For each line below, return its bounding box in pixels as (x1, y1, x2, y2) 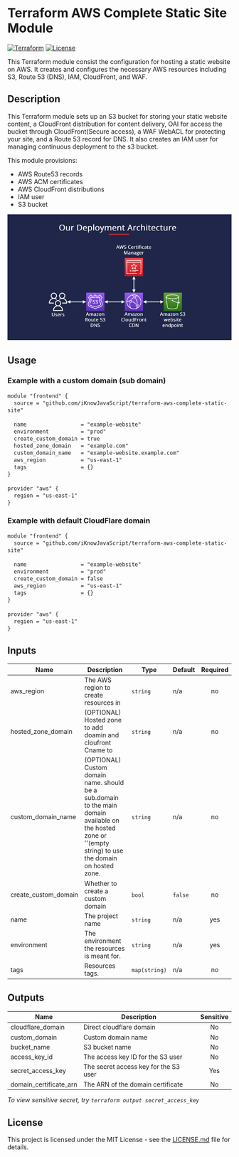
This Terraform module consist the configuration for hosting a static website (7, 57, 230, 65)
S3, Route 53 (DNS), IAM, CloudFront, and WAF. (7, 73, 148, 81)
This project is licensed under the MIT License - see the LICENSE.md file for (7, 1136, 230, 1143)
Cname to (84, 746, 113, 755)
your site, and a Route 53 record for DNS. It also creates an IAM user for (7, 134, 218, 143)
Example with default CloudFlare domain (7, 516, 151, 526)
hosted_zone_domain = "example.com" (14, 442, 129, 449)
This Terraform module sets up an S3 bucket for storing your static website (7, 112, 228, 120)
